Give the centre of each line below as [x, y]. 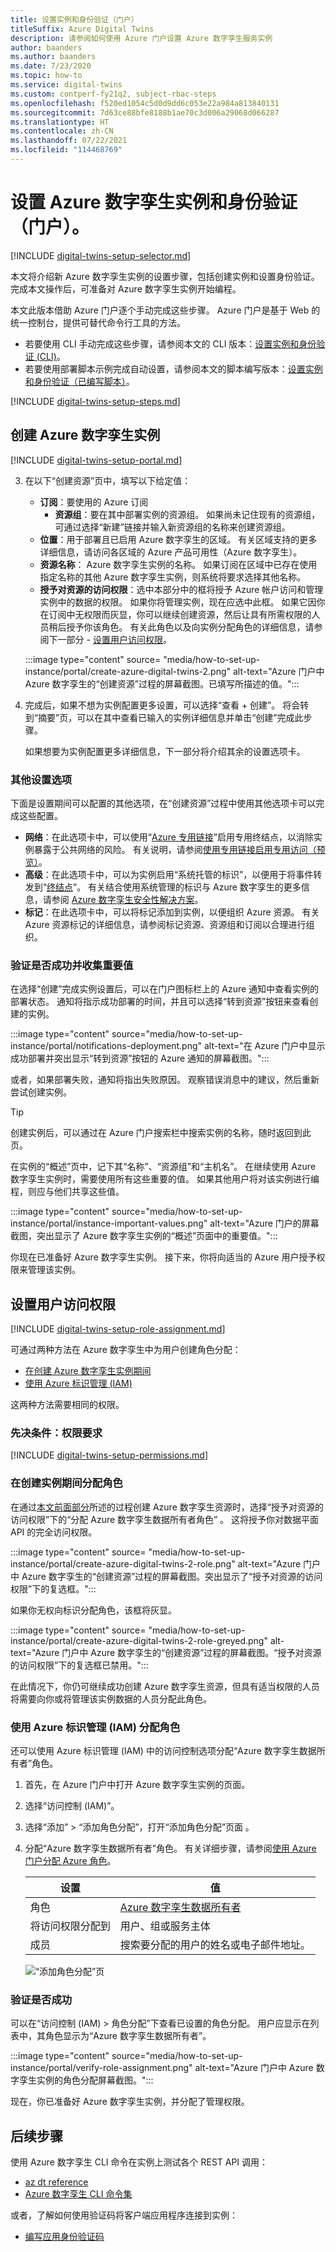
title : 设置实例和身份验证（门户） [74, 19]
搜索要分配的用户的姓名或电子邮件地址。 [215, 1944]
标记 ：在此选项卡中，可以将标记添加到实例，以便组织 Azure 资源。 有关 [172, 912]
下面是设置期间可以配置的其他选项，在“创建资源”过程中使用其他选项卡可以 [163, 803]
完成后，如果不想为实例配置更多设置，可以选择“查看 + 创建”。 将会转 [167, 705]
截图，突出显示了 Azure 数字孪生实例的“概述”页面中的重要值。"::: [144, 1236]
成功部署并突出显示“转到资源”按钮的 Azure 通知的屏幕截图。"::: [140, 1058]
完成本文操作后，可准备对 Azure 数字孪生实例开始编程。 [126, 288]
